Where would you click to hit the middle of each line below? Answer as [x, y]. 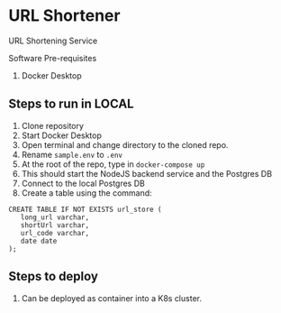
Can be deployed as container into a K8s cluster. [111, 298]
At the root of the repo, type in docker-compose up [113, 164]
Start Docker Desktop [62, 135]
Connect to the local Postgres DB [83, 183]
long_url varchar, [55, 217]
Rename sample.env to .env [72, 154]
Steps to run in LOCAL [71, 104]
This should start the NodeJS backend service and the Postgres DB [146, 173]
